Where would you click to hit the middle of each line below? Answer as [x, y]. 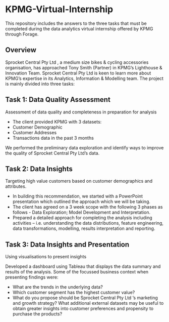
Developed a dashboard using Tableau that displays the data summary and [83, 266]
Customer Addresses [35, 132]
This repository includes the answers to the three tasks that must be [76, 23]
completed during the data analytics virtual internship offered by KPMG [79, 28]
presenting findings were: [32, 277]
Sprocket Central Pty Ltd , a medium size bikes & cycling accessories [77, 62]
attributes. [16, 186]
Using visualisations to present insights [46, 257]
